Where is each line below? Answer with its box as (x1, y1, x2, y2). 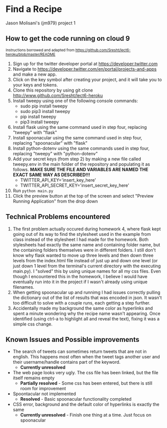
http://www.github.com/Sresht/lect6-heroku (12, 92, 103, 98)
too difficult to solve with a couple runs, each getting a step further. (12, 300, 151, 306)
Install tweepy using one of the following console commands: (12, 98, 138, 104)
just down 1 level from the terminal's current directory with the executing (12, 263, 161, 269)
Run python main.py (12, 188, 54, 194)
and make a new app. (12, 71, 57, 77)
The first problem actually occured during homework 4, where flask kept (12, 225, 161, 232)
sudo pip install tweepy (20, 103, 68, 109)
